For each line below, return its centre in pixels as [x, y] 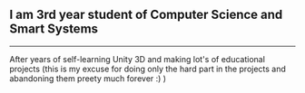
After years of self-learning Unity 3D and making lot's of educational [138, 59]
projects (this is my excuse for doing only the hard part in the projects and [148, 69]
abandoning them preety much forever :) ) [88, 78]
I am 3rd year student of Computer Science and [146, 15]
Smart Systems [54, 29]
